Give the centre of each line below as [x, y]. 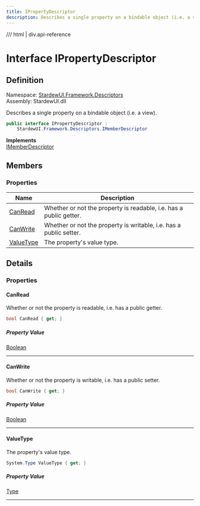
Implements [21, 140]
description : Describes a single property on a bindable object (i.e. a [98, 17]
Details [19, 263]
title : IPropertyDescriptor [41, 12]
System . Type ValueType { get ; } [46, 463]
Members [24, 166]
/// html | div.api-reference [39, 34]
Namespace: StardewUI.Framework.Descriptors [65, 95]
